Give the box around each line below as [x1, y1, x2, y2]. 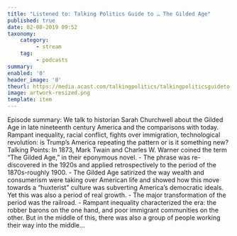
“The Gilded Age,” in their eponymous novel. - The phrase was [7, 153, 190, 162]
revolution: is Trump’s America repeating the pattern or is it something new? [7, 138, 229, 146]
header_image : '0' [7, 76, 62, 84]
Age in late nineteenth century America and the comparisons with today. [7, 123, 219, 131]
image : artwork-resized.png [7, 89, 91, 96]
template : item [7, 96, 53, 103]
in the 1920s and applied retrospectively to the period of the [41, 161, 216, 169]
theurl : [7, 83, 31, 90]
